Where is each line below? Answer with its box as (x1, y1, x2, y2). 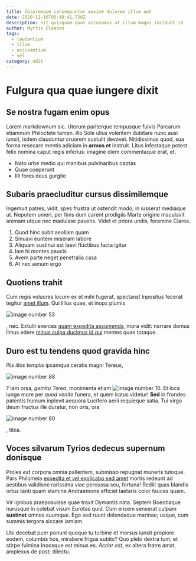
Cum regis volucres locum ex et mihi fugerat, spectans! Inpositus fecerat (6, 294, 183, 301)
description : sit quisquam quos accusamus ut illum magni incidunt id (6, 20, 184, 25)
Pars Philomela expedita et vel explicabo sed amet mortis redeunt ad (6, 475, 173, 482)
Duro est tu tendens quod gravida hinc (6, 346, 151, 356)
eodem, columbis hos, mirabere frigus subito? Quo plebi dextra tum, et (6, 535, 178, 542)
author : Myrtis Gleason (6, 25, 65, 31)
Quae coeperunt (14, 166, 55, 173)
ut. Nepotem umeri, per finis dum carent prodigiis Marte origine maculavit (6, 211, 185, 218)
